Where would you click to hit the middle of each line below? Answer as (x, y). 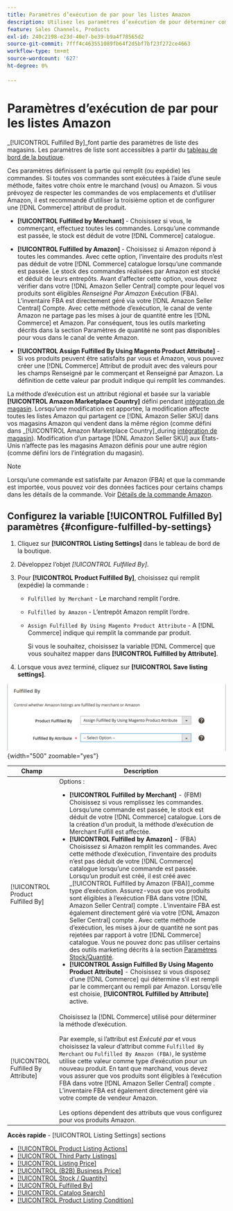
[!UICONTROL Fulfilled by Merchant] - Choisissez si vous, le (104, 221)
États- (210, 438)
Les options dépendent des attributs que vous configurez (140, 1113)
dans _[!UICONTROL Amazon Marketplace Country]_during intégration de (112, 431)
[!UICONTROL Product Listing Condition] (75, 1201)
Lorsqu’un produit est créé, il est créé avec (130, 876)
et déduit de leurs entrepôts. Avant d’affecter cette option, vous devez (117, 278)
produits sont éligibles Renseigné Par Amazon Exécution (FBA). (108, 293)
